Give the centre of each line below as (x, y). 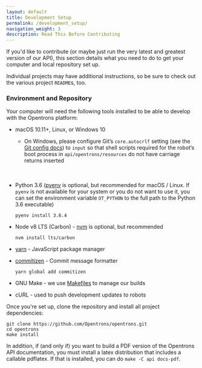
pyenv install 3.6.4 (41, 215)
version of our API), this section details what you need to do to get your (95, 58)
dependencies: (25, 313)
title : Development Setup (39, 18)
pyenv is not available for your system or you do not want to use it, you (103, 192)
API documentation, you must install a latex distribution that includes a (94, 352)
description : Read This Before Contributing (63, 34)
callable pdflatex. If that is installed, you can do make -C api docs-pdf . (93, 359)
